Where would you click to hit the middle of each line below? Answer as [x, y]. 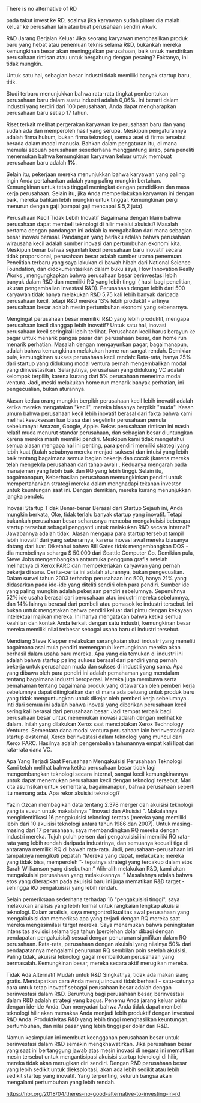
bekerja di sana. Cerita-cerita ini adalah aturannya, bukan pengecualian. [95, 572]
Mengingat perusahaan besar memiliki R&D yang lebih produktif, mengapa [98, 319]
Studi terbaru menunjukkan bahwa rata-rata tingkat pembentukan [87, 93]
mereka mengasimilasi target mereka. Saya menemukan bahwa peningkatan [100, 925]
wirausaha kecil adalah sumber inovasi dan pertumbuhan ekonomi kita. [94, 243]
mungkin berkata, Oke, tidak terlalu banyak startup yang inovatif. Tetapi [94, 514]
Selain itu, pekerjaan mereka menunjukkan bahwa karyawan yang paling [95, 174]
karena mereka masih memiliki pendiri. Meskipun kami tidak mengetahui [95, 439]
